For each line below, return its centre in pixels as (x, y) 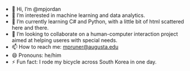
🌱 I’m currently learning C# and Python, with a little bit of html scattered (98, 21)
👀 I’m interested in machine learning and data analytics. (78, 15)
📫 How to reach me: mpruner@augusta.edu (65, 47)
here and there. (30, 28)
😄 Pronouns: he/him (36, 55)
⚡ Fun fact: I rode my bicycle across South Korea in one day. (84, 62)
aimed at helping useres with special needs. (65, 40)
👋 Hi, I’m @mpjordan (36, 9)
